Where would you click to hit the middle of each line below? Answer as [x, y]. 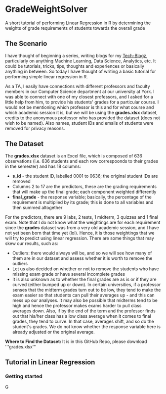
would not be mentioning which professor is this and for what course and [80, 107]
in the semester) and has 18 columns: [43, 166]
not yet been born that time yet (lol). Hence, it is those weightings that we [80, 233]
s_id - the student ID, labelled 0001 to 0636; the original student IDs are [85, 176]
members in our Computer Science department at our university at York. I [80, 91]
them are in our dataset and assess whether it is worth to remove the [82, 258]
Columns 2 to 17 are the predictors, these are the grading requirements [84, 186]
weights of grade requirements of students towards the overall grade [75, 28]
